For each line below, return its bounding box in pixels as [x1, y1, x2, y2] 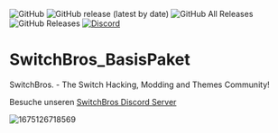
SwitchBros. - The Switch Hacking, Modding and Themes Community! [9, 79, 271, 90]
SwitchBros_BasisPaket [9, 49, 191, 70]
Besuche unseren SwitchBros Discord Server [9, 96, 177, 107]
